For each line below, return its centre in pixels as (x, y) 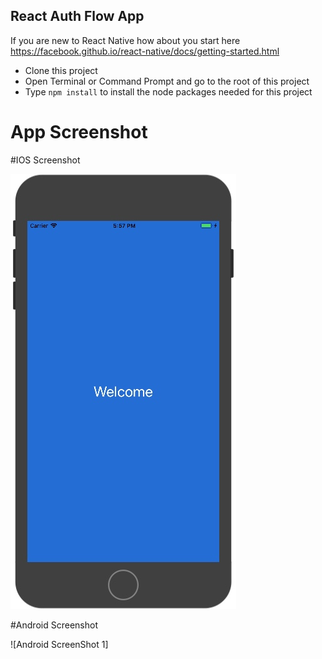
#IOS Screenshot (45, 160)
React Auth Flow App (77, 16)
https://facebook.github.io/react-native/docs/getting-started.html (145, 51)
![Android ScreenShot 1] (59, 644)
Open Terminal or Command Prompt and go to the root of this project (167, 81)
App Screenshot (79, 132)
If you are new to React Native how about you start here (125, 40)
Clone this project (61, 70)
